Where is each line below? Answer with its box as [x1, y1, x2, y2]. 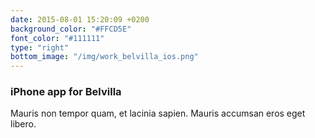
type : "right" [10, 42, 70, 53]
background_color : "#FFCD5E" [10, 24, 132, 34]
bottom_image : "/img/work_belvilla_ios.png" [10, 52, 199, 62]
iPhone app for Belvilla [10, 85, 122, 99]
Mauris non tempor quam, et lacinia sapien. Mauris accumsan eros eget [10, 107, 306, 120]
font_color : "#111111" [10, 33, 105, 43]
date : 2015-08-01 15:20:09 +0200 [10, 14, 150, 25]
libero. [10, 118, 37, 130]
